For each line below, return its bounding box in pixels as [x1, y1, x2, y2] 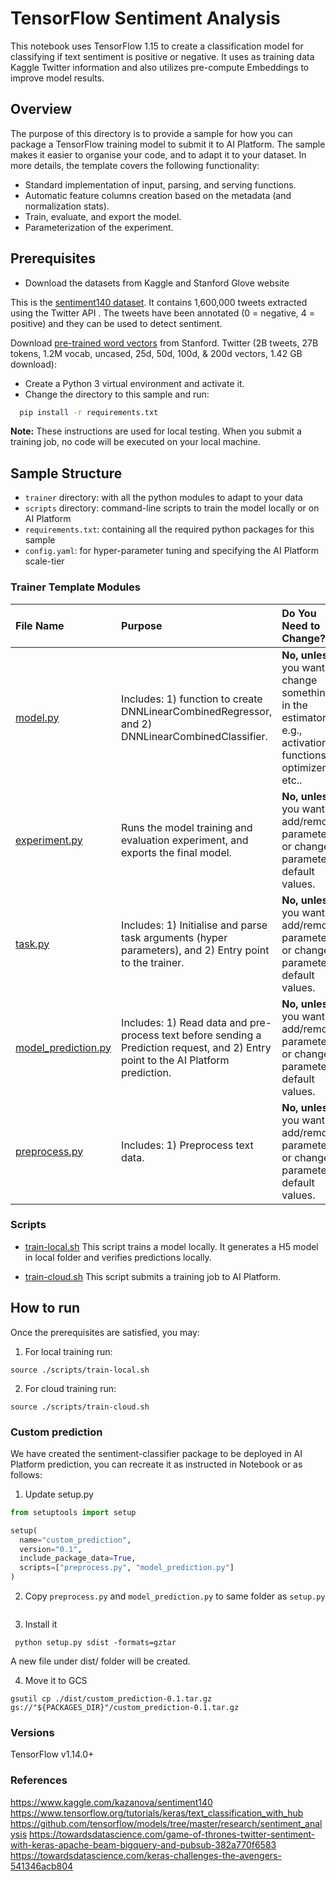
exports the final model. [121, 845, 232, 859]
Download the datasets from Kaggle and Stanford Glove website [24, 277, 290, 289]
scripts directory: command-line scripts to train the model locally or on [24, 502, 320, 514]
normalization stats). [24, 200, 110, 212]
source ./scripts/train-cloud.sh [10, 1402, 150, 1412]
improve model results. [10, 72, 105, 84]
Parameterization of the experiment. [24, 221, 174, 233]
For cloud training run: [24, 1382, 117, 1394]
